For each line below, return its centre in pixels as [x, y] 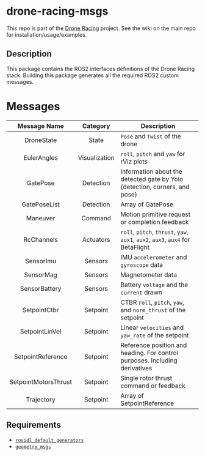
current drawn [142, 292]
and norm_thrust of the [153, 310]
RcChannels [41, 239]
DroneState [41, 140]
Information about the [152, 171]
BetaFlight [135, 247]
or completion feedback [155, 222]
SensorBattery [41, 288]
